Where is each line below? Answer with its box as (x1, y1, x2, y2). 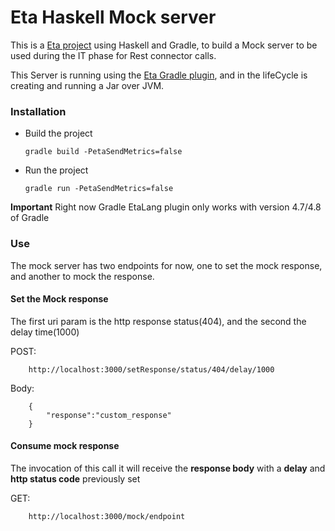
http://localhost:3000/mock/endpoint (28, 511, 186, 521)
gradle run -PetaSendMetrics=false (24, 184, 174, 194)
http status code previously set (10, 472, 141, 485)
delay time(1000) (10, 326, 80, 338)
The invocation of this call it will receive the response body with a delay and (10, 462, 326, 474)
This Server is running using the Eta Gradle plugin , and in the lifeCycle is (10, 69, 308, 81)
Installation (10, 104, 67, 118)
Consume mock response (10, 440, 120, 452)
